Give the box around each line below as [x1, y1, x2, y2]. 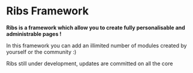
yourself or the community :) [6, 48, 77, 55]
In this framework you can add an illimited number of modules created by [6, 42, 187, 49]
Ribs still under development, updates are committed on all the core [6, 60, 173, 67]
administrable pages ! [6, 30, 62, 37]
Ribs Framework [6, 4, 89, 18]
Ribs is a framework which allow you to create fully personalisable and [6, 24, 186, 31]
